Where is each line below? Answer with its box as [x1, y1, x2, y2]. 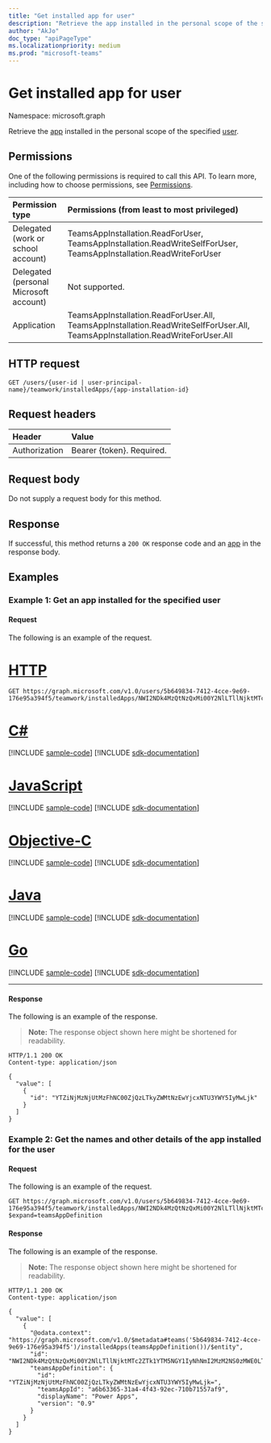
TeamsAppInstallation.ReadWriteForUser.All [67, 329, 233, 341]
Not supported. [67, 281, 125, 292]
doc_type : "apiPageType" [8, 34, 92, 43]
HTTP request [8, 357, 81, 371]
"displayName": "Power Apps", [37, 1392, 139, 1400]
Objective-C [8, 831, 92, 850]
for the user [8, 1144, 56, 1155]
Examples [8, 571, 59, 584]
